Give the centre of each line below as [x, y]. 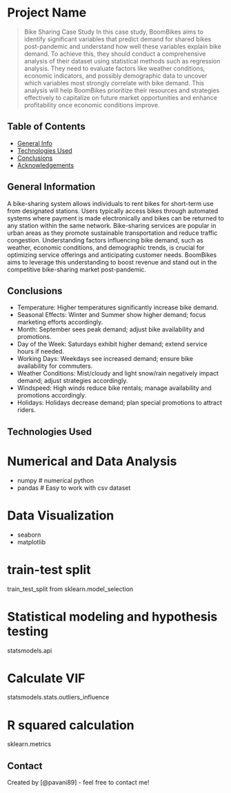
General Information [51, 187]
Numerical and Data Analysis [92, 461]
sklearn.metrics [29, 744]
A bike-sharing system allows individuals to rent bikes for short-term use [110, 203]
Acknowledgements [46, 165]
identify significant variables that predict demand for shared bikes [118, 39]
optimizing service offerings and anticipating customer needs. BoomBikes [112, 255]
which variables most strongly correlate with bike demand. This [114, 83]
